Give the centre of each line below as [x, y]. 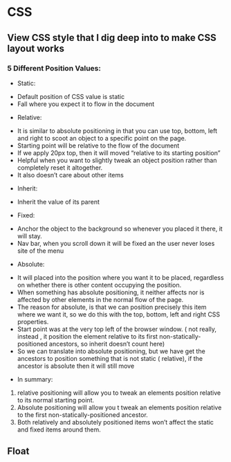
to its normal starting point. [56, 400]
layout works [36, 48]
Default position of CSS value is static [71, 96]
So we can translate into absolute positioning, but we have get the [111, 351]
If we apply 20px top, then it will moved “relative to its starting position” [119, 152]
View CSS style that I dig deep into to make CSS [112, 38]
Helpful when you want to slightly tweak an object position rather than [117, 160]
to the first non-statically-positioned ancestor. [83, 415]
